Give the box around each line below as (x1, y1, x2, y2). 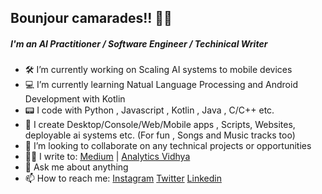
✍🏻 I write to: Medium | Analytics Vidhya (24, 151, 191, 163)
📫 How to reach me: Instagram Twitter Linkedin (24, 172, 222, 185)
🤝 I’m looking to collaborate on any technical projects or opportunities (24, 140, 312, 152)
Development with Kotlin (24, 93, 126, 105)
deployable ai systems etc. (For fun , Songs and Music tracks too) (24, 129, 296, 141)
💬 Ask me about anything (24, 161, 129, 173)
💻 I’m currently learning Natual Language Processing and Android (24, 79, 298, 91)
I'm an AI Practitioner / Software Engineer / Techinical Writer (10, 37, 268, 50)
